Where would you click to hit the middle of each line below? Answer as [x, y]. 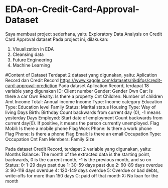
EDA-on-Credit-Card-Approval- [72, 9]
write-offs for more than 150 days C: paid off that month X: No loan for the [82, 175]
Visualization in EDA [33, 49]
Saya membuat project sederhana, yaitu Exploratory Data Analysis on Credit [83, 34]
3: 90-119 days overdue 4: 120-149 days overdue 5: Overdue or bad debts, [82, 170]
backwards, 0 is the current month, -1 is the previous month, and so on [78, 159]
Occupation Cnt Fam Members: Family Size [50, 139]
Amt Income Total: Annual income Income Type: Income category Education [84, 101]
